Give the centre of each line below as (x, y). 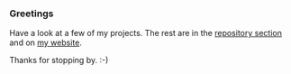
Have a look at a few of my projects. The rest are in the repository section (145, 33)
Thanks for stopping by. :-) (59, 60)
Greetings (32, 14)
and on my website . (46, 42)
